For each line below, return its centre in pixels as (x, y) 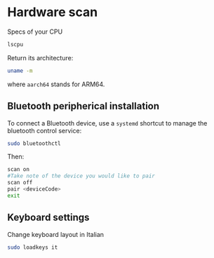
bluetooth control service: (45, 130)
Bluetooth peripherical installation (83, 106)
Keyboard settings (48, 218)
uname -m (20, 71)
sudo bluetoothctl (34, 143)
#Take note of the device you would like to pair (81, 176)
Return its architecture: (40, 57)
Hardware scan (53, 12)
